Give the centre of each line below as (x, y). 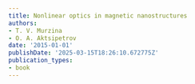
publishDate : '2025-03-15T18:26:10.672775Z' (84, 53)
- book (19, 68)
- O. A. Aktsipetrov (43, 38)
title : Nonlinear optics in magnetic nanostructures (98, 16)
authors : (23, 23)
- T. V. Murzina (35, 30)
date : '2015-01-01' (41, 46)
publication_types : (41, 61)
